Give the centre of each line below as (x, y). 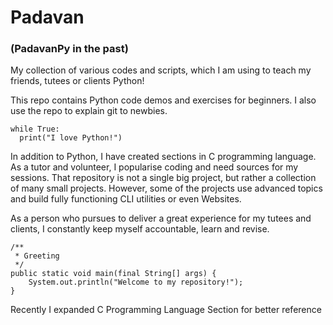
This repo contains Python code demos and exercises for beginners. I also (163, 100)
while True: (35, 129)
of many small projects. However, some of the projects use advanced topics (166, 188)
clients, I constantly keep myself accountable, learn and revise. (140, 229)
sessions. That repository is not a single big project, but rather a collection (163, 178)
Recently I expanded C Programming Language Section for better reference (166, 310)
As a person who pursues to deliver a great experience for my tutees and (161, 218)
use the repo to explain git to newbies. (89, 111)
